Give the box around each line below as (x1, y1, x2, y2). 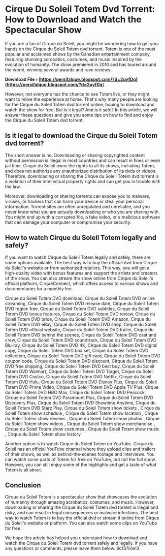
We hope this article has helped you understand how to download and (5, 535, 147, 541)
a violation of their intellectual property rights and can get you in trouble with (5, 178, 161, 184)
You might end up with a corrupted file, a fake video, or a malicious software (5, 214, 160, 220)
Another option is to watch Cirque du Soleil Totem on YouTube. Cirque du (5, 440, 154, 446)
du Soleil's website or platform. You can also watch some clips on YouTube (5, 520, 157, 526)
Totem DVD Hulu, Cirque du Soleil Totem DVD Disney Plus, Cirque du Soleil (5, 379, 157, 385)
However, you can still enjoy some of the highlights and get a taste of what (5, 462, 157, 467)
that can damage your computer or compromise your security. (5, 219, 132, 225)
